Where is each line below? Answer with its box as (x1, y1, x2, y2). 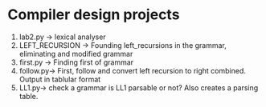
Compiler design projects (7, 6, 180, 24)
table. (18, 91, 39, 101)
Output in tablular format (18, 74, 101, 84)
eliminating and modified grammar (18, 49, 133, 58)
